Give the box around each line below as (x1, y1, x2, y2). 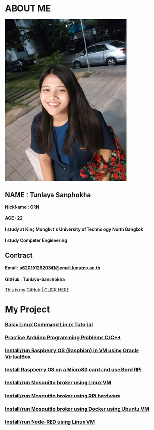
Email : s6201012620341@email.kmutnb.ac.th (5, 265, 101, 271)
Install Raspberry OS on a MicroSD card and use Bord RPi (5, 366, 142, 373)
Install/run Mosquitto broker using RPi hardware (5, 392, 121, 399)
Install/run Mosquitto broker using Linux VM (5, 380, 112, 386)
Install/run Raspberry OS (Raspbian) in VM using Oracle (5, 347, 139, 354)
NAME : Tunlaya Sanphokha (5, 190, 91, 199)
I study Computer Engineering (5, 237, 67, 243)
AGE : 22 (5, 215, 23, 221)
